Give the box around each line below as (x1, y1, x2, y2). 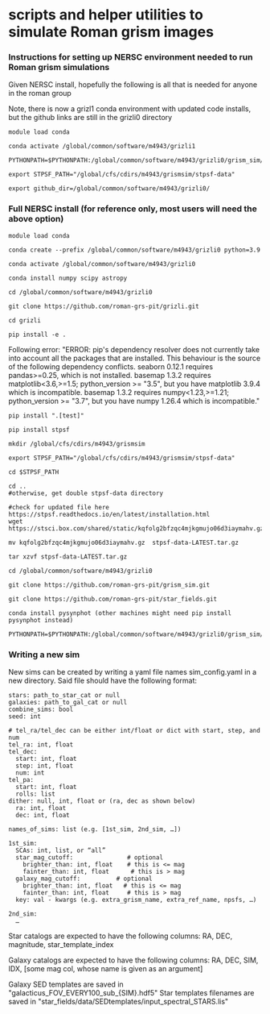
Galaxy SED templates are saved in (8, 979, 125, 989)
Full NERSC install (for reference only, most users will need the (8, 203, 257, 214)
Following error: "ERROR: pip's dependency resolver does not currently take (8, 344, 260, 354)
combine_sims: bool (8, 705, 74, 714)
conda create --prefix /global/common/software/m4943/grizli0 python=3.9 (8, 246, 261, 254)
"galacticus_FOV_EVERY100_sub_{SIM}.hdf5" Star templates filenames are (8, 988, 255, 998)
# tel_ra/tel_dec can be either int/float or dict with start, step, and (8, 727, 261, 735)
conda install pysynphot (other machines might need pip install (8, 609, 231, 617)
